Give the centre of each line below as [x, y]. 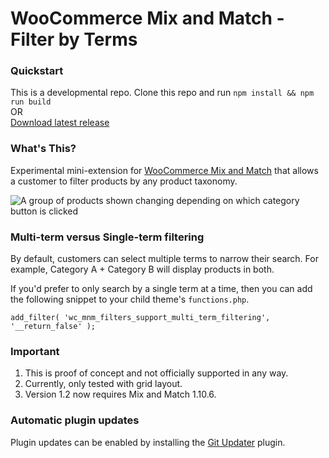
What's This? [43, 149]
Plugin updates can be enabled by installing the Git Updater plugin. [148, 442]
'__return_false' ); [53, 327]
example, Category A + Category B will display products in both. [142, 269]
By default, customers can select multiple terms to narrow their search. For [164, 259]
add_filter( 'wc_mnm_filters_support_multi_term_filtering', [140, 318]
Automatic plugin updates [75, 420]
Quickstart [37, 71]
